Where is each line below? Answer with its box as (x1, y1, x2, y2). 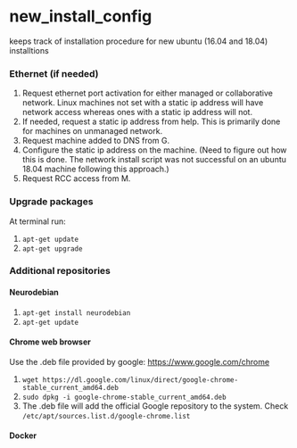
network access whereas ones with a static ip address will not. (21, 107, 252, 118)
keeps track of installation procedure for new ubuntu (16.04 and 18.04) (9, 36, 268, 46)
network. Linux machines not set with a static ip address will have (21, 97, 264, 108)
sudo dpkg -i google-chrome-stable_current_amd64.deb (21, 393, 227, 402)
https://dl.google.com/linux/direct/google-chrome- (42, 375, 239, 385)
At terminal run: (9, 216, 66, 227)
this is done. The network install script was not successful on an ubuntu (21, 154, 287, 165)
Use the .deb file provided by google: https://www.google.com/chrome (9, 356, 270, 367)
